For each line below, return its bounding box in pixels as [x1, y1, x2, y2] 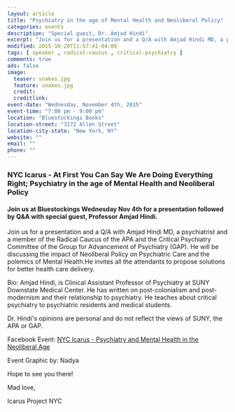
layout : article [7, 10, 55, 17]
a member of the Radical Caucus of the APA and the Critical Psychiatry [7, 235, 211, 243]
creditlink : [13, 95, 49, 102]
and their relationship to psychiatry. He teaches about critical [41, 293, 217, 301]
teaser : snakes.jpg [13, 75, 71, 83]
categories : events [7, 23, 64, 30]
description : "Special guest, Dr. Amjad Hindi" [7, 29, 149, 37]
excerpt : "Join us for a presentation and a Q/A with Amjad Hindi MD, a [7, 36, 224, 43]
